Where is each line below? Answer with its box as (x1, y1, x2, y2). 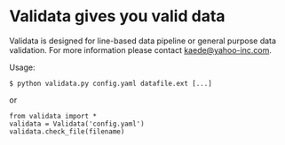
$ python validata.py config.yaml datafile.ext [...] (9, 79, 213, 88)
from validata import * (9, 111, 98, 120)
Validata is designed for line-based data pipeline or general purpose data (9, 35, 277, 46)
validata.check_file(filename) (9, 126, 125, 136)
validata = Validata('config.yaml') (9, 119, 145, 128)
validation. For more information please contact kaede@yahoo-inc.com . (9, 44, 273, 55)
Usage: (9, 62, 36, 72)
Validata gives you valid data (9, 6, 226, 27)
